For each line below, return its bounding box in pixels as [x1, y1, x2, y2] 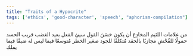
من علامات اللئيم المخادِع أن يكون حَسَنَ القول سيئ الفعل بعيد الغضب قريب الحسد [6, 30, 188, 38]
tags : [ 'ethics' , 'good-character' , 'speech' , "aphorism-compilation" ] [6, 14, 188, 20]
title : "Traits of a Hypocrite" [6, 8, 86, 15]
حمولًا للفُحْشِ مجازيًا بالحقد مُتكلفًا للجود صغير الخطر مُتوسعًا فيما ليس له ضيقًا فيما [6, 37, 188, 44]
